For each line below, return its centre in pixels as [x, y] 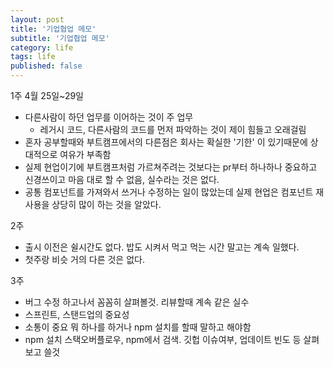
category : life [42, 47]
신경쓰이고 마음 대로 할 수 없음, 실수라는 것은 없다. [122, 179]
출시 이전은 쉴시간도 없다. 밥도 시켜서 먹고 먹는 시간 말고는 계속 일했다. [162, 247]
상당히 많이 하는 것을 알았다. [106, 204]
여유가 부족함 [85, 154]
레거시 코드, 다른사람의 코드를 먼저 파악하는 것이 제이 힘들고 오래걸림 [173, 129]
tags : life [33, 57]
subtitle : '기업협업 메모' [60, 38]
